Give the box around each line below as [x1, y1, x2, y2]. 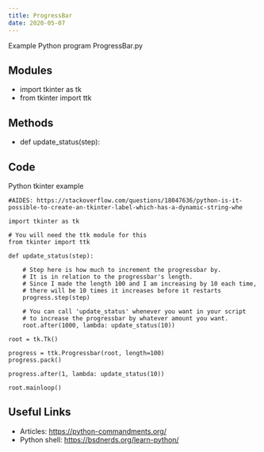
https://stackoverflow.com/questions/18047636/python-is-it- [36, 196, 243, 205]
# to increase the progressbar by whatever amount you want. [22, 314, 228, 322]
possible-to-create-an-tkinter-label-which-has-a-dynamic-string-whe [8, 203, 243, 211]
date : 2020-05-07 [8, 19, 66, 27]
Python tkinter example [8, 181, 84, 190]
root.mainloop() [8, 384, 62, 392]
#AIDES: [8, 196, 34, 205]
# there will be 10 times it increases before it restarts [22, 286, 222, 294]
